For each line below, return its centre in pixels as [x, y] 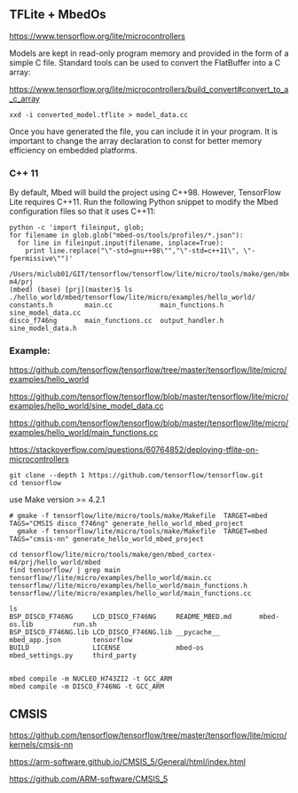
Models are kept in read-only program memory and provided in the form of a [149, 53]
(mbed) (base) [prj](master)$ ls [71, 290]
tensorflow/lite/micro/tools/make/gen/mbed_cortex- [118, 555]
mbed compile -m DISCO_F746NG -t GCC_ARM [87, 687]
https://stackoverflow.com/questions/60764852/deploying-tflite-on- [134, 450]
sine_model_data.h [43, 329]
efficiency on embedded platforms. [73, 150]
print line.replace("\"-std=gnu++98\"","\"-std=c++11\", [133, 251]
